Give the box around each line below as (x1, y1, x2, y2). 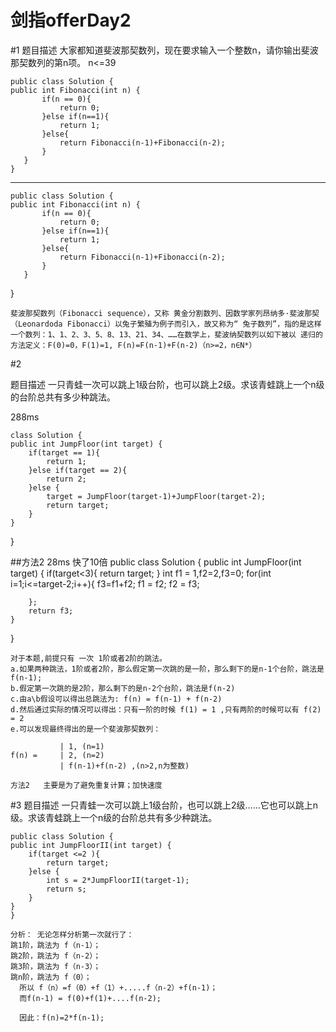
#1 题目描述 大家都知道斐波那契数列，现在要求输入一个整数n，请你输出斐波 (10, 44, 319, 56)
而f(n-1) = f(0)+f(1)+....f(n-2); (19, 993, 162, 1003)
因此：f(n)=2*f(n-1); (19, 1012, 105, 1023)
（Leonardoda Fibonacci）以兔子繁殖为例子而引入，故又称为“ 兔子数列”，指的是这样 (10, 319, 322, 329)
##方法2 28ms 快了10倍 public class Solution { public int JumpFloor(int (10, 556, 302, 568)
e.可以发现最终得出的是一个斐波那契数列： (10, 724, 162, 734)
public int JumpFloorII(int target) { (10, 840, 172, 850)
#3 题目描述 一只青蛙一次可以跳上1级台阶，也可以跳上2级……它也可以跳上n (10, 799, 319, 811)
